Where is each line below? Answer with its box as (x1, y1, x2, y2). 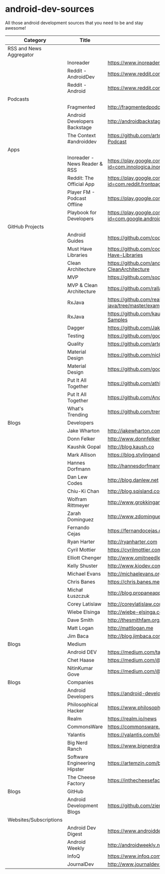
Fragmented (67, 104, 96, 110)
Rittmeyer (67, 502, 90, 509)
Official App (67, 181, 95, 187)
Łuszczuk (67, 592, 90, 599)
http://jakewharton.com (107, 427, 162, 434)
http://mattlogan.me (107, 624, 154, 631)
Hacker (67, 707, 84, 714)
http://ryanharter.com (107, 538, 158, 545)
